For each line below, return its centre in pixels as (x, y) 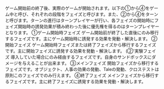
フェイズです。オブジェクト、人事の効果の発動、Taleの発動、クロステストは (82, 69)
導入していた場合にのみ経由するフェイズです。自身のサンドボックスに (81, 57)
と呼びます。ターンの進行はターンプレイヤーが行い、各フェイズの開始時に (80, 20)
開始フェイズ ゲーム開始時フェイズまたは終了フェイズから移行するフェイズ (81, 45)
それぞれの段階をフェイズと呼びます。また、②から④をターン (95, 14)
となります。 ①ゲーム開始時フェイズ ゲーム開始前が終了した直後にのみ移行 (82, 33)
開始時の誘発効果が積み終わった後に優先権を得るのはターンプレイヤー (89, 26)
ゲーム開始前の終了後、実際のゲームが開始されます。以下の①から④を (77, 8)
